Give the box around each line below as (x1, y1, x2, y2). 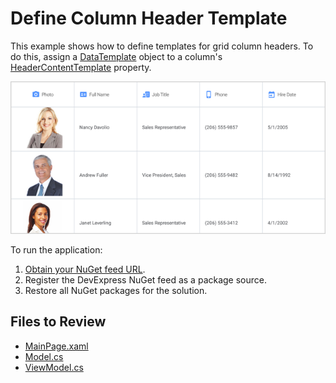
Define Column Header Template (10, 7, 288, 30)
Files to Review (10, 313, 107, 331)
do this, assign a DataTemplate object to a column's (10, 50, 223, 62)
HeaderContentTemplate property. (10, 61, 152, 73)
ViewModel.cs (24, 361, 84, 373)
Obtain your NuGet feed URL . (24, 263, 146, 276)
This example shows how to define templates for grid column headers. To (10, 40, 314, 52)
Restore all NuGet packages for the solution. (24, 285, 208, 297)
